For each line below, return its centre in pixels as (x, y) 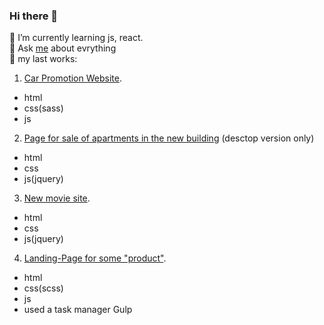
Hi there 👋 (34, 16)
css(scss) (43, 288)
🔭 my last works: (43, 59)
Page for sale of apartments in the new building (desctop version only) (169, 138)
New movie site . (57, 198)
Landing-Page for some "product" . (95, 258)
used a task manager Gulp (78, 310)
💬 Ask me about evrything (63, 48)
